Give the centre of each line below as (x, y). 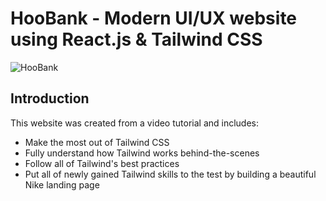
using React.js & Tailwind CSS (136, 39)
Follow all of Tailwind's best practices (102, 163)
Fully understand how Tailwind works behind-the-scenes (142, 153)
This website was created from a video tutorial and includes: (135, 123)
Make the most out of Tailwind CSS (97, 142)
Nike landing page (62, 184)
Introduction (50, 98)
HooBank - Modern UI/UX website (154, 18)
